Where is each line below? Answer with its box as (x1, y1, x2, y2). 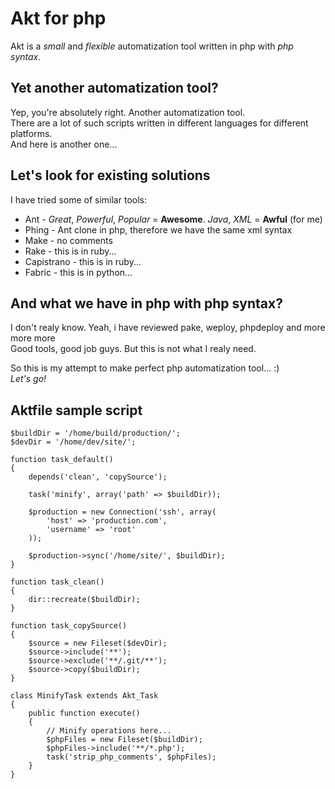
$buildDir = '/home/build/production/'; (10, 428, 182, 439)
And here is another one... (10, 138, 118, 150)
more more (10, 332, 56, 344)
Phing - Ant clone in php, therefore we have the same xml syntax (24, 223, 293, 236)
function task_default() (10, 455, 114, 465)
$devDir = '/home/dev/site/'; (10, 437, 137, 447)
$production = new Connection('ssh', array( (28, 507, 217, 517)
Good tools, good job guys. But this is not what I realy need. (10, 343, 257, 355)
